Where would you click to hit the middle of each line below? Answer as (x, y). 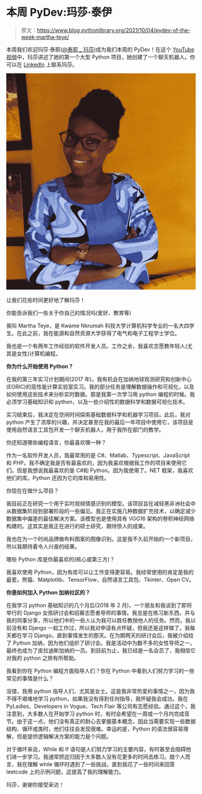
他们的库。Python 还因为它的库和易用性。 (58, 477)
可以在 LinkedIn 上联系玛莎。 (42, 65)
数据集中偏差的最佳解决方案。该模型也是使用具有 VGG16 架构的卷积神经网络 (100, 518)
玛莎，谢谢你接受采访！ (35, 784)
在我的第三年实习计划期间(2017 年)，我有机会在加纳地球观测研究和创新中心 (99, 379)
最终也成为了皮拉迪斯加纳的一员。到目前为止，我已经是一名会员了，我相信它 (101, 650)
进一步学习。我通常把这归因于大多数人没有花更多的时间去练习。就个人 (98, 757)
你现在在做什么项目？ (32, 490)
